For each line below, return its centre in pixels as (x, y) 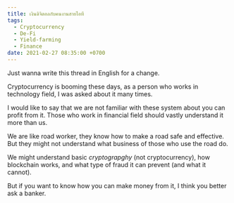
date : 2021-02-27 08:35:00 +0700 (56, 53)
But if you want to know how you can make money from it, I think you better (117, 185)
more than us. (27, 122)
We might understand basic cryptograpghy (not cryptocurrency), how (109, 157)
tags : (15, 20)
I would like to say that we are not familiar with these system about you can (116, 107)
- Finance (28, 46)
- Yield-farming (37, 40)
